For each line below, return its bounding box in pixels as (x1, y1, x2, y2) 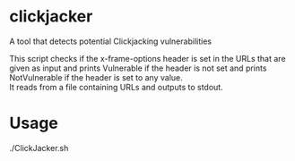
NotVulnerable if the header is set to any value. (9, 72, 184, 82)
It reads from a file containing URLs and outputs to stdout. (9, 81, 223, 92)
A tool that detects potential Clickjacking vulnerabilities (9, 36, 213, 47)
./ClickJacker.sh (9, 142, 69, 153)
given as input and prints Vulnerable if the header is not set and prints (9, 63, 267, 73)
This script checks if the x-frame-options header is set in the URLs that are (9, 53, 286, 64)
